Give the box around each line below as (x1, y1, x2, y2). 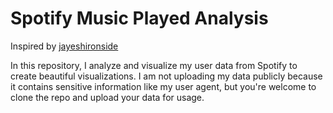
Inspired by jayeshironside (10, 40, 119, 52)
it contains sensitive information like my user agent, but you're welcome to (10, 80, 317, 92)
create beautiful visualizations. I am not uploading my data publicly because (10, 70, 323, 82)
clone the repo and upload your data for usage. (10, 91, 205, 103)
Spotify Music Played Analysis (10, 7, 269, 30)
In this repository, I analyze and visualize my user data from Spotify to (10, 59, 298, 71)
